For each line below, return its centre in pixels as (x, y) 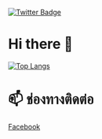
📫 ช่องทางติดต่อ (51, 100)
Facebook (24, 126)
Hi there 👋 (40, 44)
